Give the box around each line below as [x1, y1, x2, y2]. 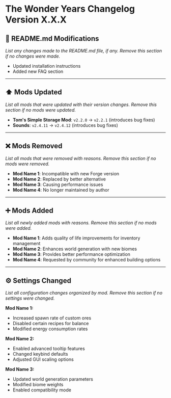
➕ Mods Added [5, 206, 53, 215]
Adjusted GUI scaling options [12, 356, 74, 362]
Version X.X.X [5, 14, 67, 25]
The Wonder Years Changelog [5, 3, 135, 15]
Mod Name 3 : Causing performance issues [12, 181, 103, 188]
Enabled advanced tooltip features [12, 346, 85, 352]
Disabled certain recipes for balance [12, 321, 89, 327]
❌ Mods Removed [5, 142, 63, 150]
